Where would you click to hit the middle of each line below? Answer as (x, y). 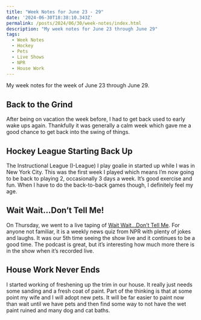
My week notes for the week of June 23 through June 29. (78, 85)
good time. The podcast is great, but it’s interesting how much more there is (101, 244)
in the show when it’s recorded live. (50, 251)
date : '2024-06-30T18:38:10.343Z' (50, 18)
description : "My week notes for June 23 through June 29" (82, 29)
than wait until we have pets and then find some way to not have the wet (96, 304)
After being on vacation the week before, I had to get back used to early (96, 119)
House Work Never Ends (53, 270)
